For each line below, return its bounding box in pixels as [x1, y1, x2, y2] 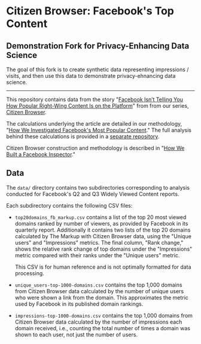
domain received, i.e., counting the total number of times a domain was [14, 324, 190, 331]
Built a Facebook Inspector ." [6, 151, 76, 158]
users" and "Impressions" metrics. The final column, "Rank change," [14, 239, 184, 246]
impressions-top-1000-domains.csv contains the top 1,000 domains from [14, 312, 193, 319]
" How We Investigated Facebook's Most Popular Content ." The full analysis [6, 127, 191, 133]
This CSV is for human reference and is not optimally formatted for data [14, 263, 191, 270]
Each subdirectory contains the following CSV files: [6, 202, 133, 209]
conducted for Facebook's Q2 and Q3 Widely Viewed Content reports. [6, 190, 179, 197]
